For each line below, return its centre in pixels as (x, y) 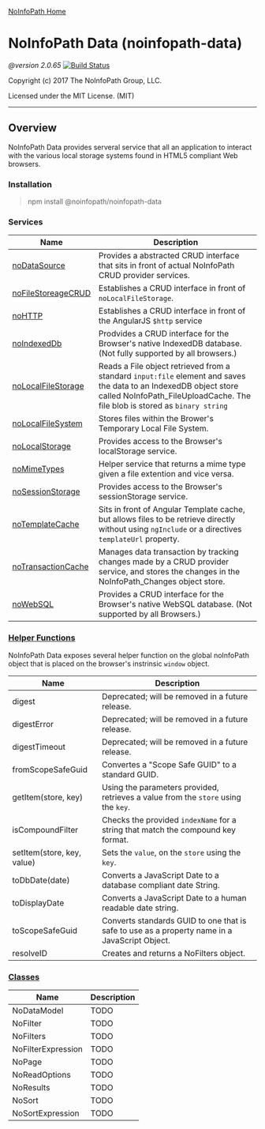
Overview (33, 128)
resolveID (30, 953)
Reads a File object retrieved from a (164, 367)
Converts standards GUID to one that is (174, 920)
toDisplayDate (38, 902)
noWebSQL (33, 604)
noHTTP (28, 316)
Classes (24, 977)
